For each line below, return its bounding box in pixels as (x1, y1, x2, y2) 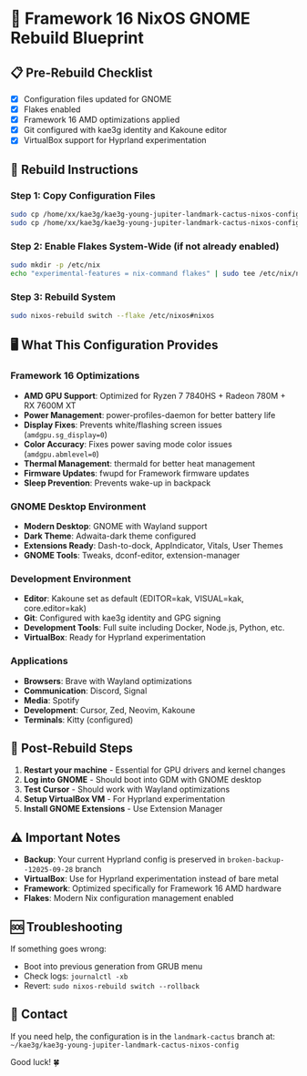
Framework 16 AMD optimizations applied (23, 114, 180, 126)
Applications (10, 655, 68, 668)
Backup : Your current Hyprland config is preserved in (23, 854, 226, 865)
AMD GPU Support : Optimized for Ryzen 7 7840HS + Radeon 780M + (23, 390, 286, 401)
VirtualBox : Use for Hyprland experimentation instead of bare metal (23, 874, 279, 885)
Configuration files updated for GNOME (23, 94, 172, 104)
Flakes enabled (23, 104, 81, 115)
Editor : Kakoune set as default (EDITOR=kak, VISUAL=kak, (23, 593, 244, 604)
